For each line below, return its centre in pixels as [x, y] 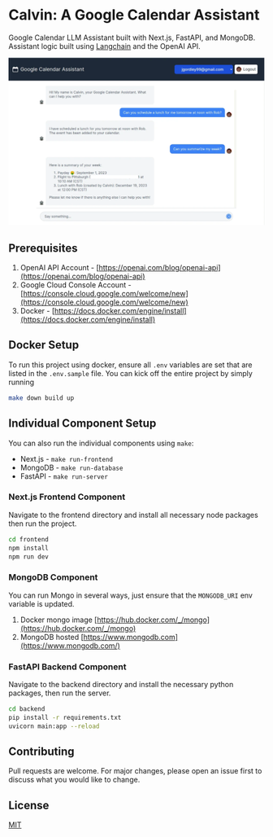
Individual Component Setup [82, 424]
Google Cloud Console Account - [76, 285]
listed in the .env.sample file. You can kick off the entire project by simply [131, 373]
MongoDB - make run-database [71, 467]
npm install [28, 548]
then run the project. [43, 524]
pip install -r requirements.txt [65, 717]
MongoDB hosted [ [52, 637]
